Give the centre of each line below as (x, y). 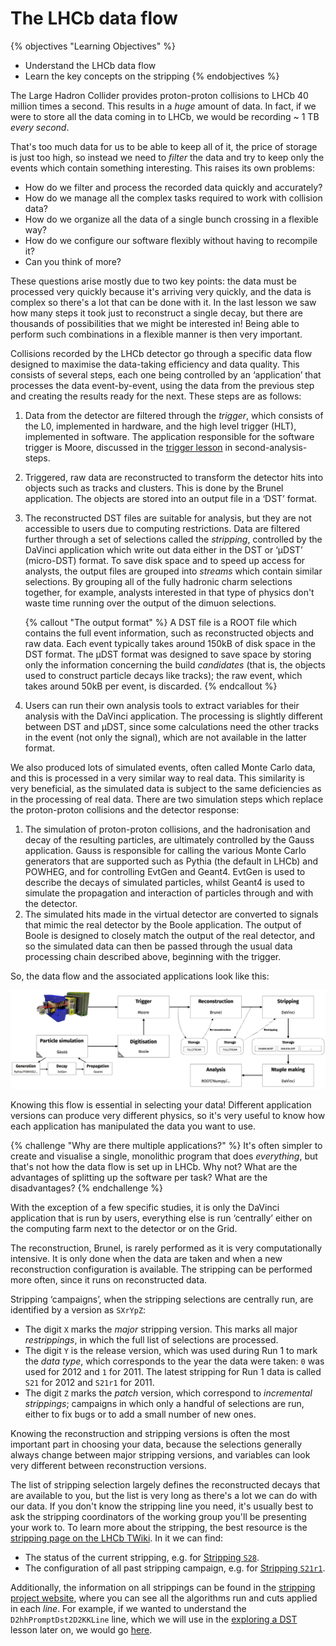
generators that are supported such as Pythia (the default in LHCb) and (171, 861)
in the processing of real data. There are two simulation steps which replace (167, 799)
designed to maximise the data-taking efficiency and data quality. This (155, 364)
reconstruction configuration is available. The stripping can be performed (161, 1269)
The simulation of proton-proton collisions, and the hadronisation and (167, 829)
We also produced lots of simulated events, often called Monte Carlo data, (163, 767)
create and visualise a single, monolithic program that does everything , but (164, 1156)
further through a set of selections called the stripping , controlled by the (173, 539)
